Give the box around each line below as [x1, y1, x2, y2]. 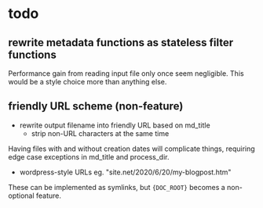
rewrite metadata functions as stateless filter [8, 36, 234, 49]
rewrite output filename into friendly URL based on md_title [19, 120, 210, 130]
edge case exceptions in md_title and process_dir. [8, 152, 170, 161]
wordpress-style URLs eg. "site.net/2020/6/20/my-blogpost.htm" [19, 167, 232, 177]
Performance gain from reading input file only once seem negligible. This [8, 69, 245, 78]
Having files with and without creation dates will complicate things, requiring [8, 144, 255, 153]
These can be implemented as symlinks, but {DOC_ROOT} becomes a [8, 182, 225, 192]
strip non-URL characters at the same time [31, 128, 170, 138]
